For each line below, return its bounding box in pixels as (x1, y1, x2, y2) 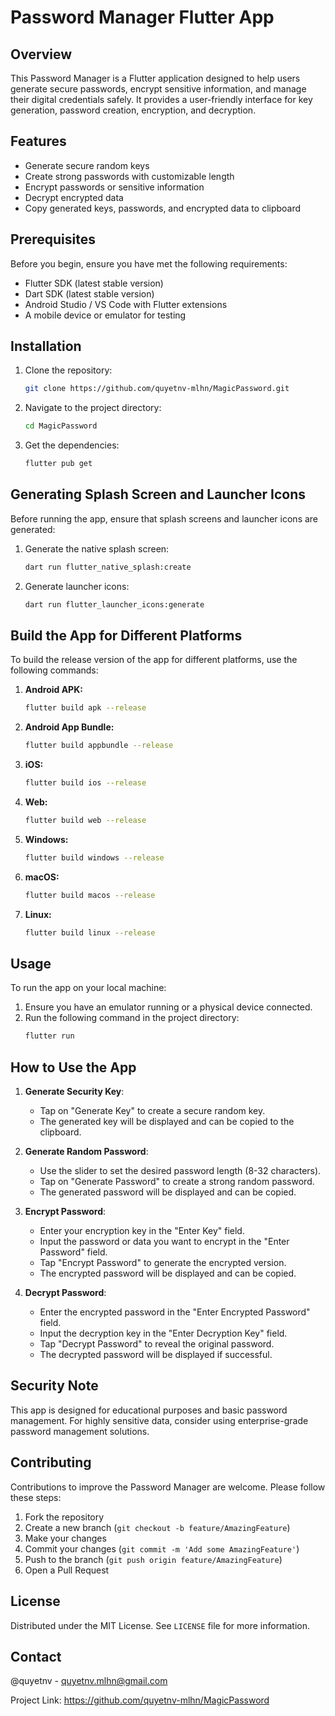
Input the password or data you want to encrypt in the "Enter (39, 1236, 290, 1248)
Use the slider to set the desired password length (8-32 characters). (39, 1165, 322, 1177)
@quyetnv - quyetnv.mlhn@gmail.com (10, 1675, 168, 1687)
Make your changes (24, 1532, 107, 1544)
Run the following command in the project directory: (24, 1012, 240, 1024)
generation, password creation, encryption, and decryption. (10, 104, 257, 116)
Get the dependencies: (24, 439, 120, 451)
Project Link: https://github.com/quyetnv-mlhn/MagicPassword (10, 1694, 270, 1706)
